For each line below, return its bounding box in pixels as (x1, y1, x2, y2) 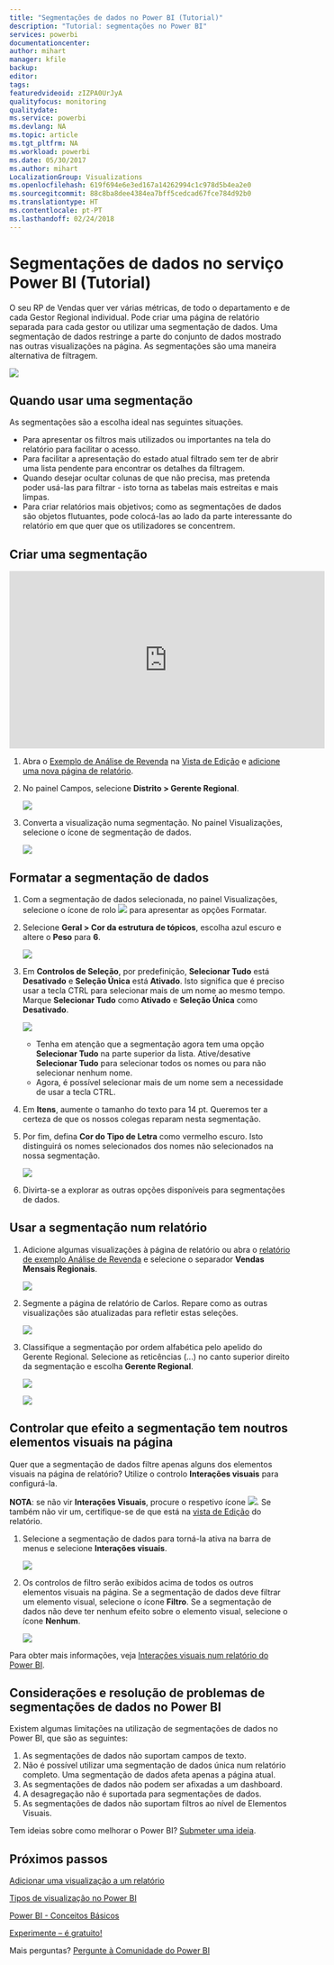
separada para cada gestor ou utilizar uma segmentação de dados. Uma (9, 321, 278, 332)
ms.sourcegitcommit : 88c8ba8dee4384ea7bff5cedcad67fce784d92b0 (9, 189, 252, 198)
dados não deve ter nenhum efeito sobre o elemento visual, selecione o (22, 1605, 288, 1616)
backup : (9, 64, 39, 73)
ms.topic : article (9, 131, 78, 140)
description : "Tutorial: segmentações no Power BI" (9, 22, 207, 31)
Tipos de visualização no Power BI (9, 1893, 137, 1904)
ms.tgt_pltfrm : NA (9, 139, 78, 148)
